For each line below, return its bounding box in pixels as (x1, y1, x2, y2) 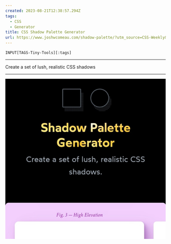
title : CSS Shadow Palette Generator (5, 29, 85, 35)
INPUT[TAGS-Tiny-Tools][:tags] (5, 50, 72, 55)
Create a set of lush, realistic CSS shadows (5, 64, 96, 70)
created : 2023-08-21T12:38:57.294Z (5, 8, 81, 13)
